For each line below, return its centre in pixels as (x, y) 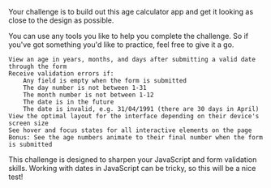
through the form (38, 66)
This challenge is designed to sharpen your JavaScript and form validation (133, 160)
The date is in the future (69, 102)
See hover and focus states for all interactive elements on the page (130, 130)
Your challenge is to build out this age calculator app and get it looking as (131, 12)
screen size (28, 123)
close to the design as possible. (61, 20)
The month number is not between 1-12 (88, 95)
